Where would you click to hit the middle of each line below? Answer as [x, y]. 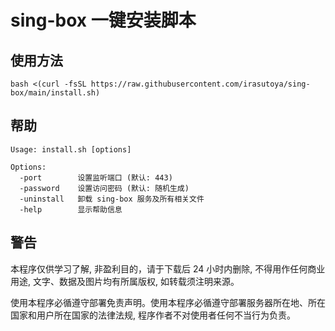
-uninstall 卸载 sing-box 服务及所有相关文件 [112, 199]
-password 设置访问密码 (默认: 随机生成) [104, 188]
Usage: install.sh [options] [71, 149]
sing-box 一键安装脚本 [103, 20]
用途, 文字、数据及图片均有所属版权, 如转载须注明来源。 [125, 281]
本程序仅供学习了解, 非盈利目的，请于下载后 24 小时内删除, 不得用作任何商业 [168, 268]
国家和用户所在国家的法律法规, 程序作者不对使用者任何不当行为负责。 [153, 315]
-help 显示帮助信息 [71, 209]
